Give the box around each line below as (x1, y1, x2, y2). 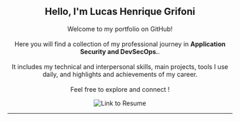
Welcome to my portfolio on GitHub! (67, 24, 173, 33)
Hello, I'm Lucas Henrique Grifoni (44, 6, 196, 18)
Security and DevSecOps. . (79, 47, 161, 56)
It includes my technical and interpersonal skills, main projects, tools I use (11, 62, 229, 70)
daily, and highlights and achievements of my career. (42, 70, 198, 78)
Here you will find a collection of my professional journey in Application (14, 39, 226, 48)
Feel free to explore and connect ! (70, 85, 170, 93)
